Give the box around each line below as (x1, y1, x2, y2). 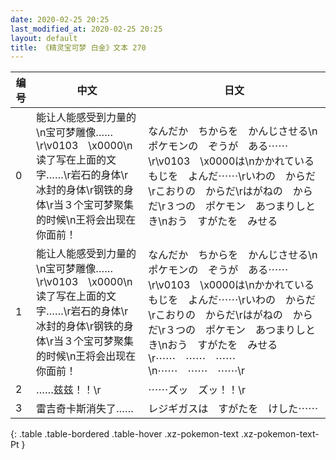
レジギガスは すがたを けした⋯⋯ (148, 402, 319, 416)
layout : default (10, 33, 78, 43)
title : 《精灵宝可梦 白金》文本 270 (10, 42, 147, 53)
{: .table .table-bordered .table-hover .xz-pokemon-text (10, 428, 240, 440)
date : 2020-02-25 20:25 (10, 14, 110, 25)
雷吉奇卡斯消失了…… (36, 402, 134, 416)
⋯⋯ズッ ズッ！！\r (148, 383, 246, 397)
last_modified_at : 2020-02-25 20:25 (10, 24, 163, 34)
